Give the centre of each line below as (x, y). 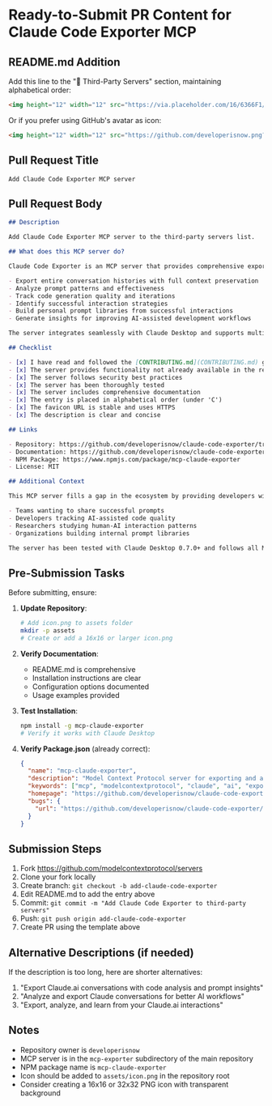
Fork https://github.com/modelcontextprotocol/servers (111, 869)
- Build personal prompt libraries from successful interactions (121, 311)
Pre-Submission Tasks (67, 573)
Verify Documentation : (59, 653)
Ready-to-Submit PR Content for (120, 15)
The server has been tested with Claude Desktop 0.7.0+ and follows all (134, 548)
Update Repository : (53, 608)
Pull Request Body (55, 204)
